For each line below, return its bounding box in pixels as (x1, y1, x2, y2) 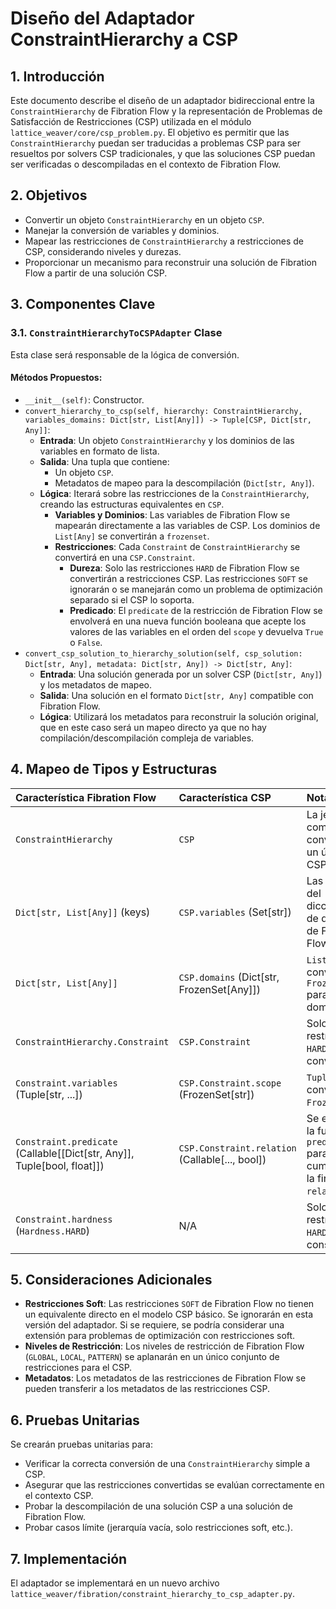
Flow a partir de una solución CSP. (24, 267, 168, 279)
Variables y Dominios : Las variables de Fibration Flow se (54, 508, 291, 521)
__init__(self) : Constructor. (24, 393, 145, 406)
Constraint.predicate (15, 1136, 118, 1147)
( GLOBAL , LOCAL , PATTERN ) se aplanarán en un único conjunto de (24, 1351, 280, 1363)
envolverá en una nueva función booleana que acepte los (69, 615, 307, 627)
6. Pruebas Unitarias (10, 1412, 140, 1429)
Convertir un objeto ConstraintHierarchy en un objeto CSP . (24, 213, 265, 226)
